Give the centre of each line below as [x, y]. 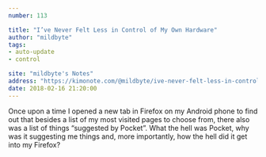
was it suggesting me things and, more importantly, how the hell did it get [128, 136]
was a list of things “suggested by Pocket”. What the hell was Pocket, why [129, 128]
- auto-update [32, 52]
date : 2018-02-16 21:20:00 [53, 88]
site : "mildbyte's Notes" [51, 74]
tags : [17, 44]
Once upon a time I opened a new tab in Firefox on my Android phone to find [133, 111]
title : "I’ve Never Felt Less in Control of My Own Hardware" [113, 30]
